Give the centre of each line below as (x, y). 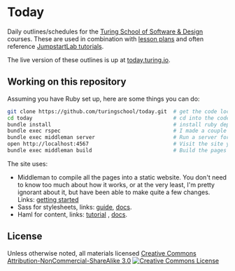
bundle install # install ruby (112, 124)
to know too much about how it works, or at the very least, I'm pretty (116, 184)
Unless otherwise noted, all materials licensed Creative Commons (102, 253)
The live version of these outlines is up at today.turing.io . (89, 59)
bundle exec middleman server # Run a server (112, 138)
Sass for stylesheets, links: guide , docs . (74, 207)
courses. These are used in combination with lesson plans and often (106, 38)
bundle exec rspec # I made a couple (117, 131)
